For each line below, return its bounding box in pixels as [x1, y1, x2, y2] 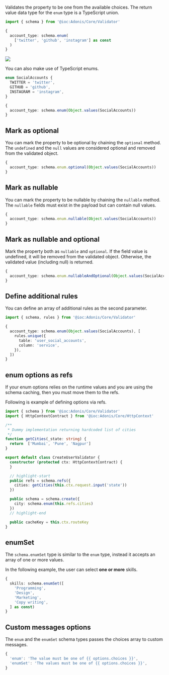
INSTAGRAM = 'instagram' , [10, 89, 64, 94]
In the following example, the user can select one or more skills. [5, 566, 138, 572]
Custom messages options [5, 623, 91, 631]
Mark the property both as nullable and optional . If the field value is [5, 248, 148, 254]
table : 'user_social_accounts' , [18, 338, 87, 343]
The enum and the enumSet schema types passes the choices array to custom [5, 636, 163, 642]
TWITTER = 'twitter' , [10, 80, 55, 85]
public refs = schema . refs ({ [10, 478, 71, 483]
